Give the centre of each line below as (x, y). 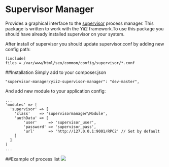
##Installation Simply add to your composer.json (56, 72)
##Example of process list (32, 159)
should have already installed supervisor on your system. (65, 34)
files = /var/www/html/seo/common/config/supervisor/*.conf (70, 63)
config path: (18, 49)
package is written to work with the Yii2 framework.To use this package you (84, 28)
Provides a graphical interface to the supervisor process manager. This (79, 23)
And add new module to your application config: (56, 91)
